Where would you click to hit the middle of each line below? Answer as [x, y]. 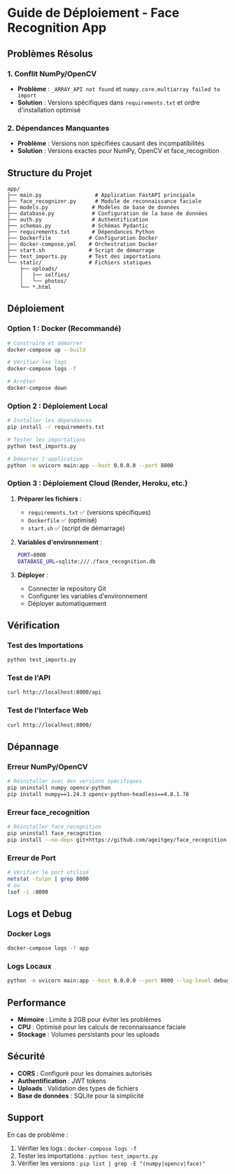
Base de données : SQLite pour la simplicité [81, 1095]
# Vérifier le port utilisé [48, 872]
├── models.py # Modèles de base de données [93, 207]
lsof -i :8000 [28, 892]
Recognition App [57, 28]
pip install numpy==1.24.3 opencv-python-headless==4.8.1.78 [98, 794]
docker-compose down [37, 388]
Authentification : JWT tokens [62, 1081]
